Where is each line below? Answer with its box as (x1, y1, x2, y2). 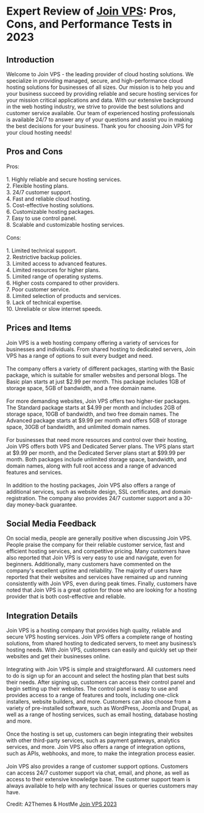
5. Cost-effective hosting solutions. (6, 201, 94, 208)
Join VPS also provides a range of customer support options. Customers (6, 763, 189, 770)
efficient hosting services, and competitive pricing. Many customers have (6, 547, 191, 555)
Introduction (6, 54, 55, 65)
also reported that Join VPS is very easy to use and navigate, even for (6, 554, 181, 561)
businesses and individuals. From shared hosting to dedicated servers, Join (6, 346, 196, 353)
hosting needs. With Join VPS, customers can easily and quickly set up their (6, 646, 198, 653)
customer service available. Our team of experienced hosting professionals (6, 110, 195, 116)
